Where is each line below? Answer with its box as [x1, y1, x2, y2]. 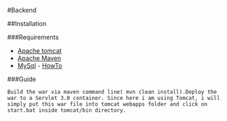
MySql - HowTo [17, 62, 63, 69]
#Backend [7, 6, 37, 14]
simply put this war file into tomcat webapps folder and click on [7, 101, 208, 108]
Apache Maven [17, 54, 61, 62]
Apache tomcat [17, 47, 62, 55]
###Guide [7, 75, 36, 83]
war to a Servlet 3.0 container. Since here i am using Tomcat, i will [7, 94, 220, 101]
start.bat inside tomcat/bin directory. [7, 107, 127, 114]
